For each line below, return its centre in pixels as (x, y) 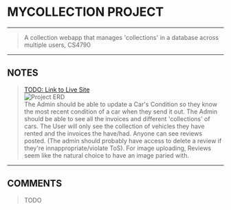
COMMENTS (35, 183)
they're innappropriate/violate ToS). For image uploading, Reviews (118, 148)
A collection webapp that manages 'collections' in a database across (121, 37)
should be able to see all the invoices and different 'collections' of (117, 118)
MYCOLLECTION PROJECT (86, 12)
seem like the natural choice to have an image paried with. (106, 155)
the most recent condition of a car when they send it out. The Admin (121, 112)
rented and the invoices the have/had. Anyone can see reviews (113, 133)
